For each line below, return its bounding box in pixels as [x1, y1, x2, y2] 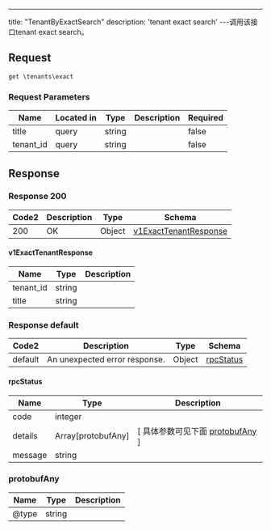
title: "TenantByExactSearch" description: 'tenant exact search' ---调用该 [8, 17, 252, 27]
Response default [8, 319, 79, 330]
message [12, 449, 48, 460]
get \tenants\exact [8, 72, 74, 81]
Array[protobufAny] [55, 430, 130, 441]
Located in [55, 112, 97, 124]
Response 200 [8, 191, 67, 202]
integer [55, 410, 82, 422]
